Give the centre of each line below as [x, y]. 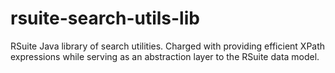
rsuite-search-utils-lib [105, 18]
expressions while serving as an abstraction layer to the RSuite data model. [165, 56]
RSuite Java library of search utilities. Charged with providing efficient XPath [168, 46]
